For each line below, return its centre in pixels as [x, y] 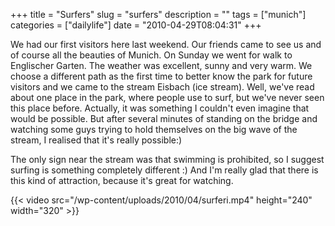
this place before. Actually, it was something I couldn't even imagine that [160, 108]
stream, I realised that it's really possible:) [96, 140]
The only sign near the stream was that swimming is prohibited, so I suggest [167, 159]
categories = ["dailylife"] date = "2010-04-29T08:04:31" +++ [136, 25]
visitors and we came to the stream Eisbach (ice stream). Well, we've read [162, 87]
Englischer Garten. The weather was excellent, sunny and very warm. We [161, 65]
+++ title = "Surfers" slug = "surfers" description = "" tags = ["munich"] [158, 14]
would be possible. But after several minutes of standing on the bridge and [164, 118]
